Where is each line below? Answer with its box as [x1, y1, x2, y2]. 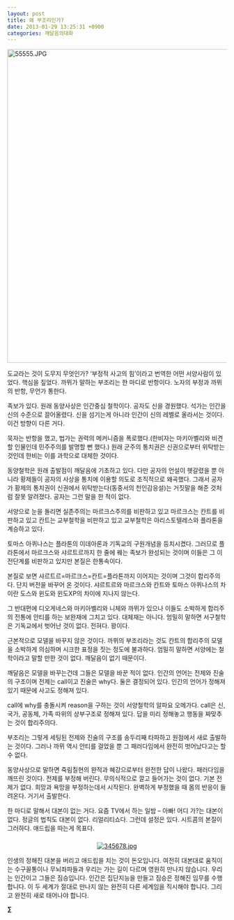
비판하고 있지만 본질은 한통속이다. [31, 557, 123, 565]
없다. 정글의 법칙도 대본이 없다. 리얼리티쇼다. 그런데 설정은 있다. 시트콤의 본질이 [7, 815, 223, 824]
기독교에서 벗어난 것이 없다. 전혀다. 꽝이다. [14, 622, 130, 630]
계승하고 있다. [7, 525, 45, 533]
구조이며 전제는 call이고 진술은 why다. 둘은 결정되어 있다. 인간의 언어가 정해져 [14, 678, 226, 686]
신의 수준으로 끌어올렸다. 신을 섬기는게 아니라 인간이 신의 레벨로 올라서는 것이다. [7, 410, 225, 419]
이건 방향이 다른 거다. [7, 420, 65, 428]
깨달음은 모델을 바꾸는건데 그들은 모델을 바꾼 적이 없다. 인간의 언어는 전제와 [7, 669, 212, 677]
